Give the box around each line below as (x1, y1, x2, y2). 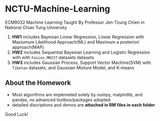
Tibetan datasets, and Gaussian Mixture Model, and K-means (12, 64, 134, 71)
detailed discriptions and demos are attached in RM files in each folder (12, 102, 155, 107)
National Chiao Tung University (5, 24, 67, 30)
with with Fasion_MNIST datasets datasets (12, 54, 95, 60)
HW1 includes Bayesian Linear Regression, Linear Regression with (12, 34, 144, 40)
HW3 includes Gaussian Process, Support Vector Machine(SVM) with (12, 60, 151, 65)
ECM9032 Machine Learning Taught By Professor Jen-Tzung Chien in (5, 19, 144, 25)
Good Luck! (5, 111, 28, 117)
